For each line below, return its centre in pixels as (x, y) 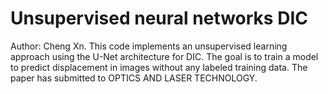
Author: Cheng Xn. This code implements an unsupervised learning (149, 46)
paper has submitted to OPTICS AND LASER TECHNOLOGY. (134, 78)
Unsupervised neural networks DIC (159, 18)
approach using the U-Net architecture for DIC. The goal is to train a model (164, 56)
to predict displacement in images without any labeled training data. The (159, 67)
